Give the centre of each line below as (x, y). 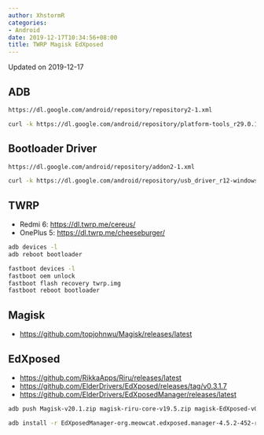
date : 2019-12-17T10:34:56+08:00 (63, 37)
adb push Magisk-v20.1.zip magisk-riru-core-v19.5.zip (100, 409)
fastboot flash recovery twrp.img (65, 283)
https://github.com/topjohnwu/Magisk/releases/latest (106, 334)
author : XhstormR (37, 15)
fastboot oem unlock (42, 276)
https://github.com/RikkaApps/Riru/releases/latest (101, 378)
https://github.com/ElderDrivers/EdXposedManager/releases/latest (128, 394)
